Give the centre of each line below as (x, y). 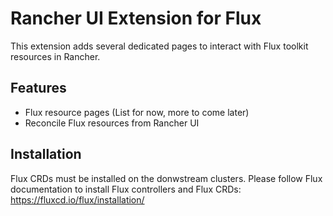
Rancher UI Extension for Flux (136, 18)
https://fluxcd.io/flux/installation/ (77, 199)
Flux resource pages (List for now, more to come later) (137, 112)
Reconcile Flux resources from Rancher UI (112, 123)
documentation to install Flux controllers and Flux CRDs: (126, 189)
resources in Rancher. (55, 56)
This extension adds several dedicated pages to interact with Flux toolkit (159, 46)
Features (38, 88)
